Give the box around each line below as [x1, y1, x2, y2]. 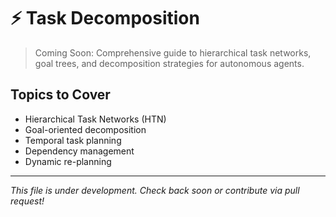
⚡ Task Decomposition [10, 7, 200, 30]
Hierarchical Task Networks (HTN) [24, 113, 167, 125]
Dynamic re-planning [24, 155, 112, 167]
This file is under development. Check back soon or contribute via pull [10, 184, 300, 196]
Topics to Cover [10, 86, 111, 104]
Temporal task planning [24, 134, 122, 146]
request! [10, 195, 45, 207]
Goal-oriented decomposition [24, 123, 147, 135]
